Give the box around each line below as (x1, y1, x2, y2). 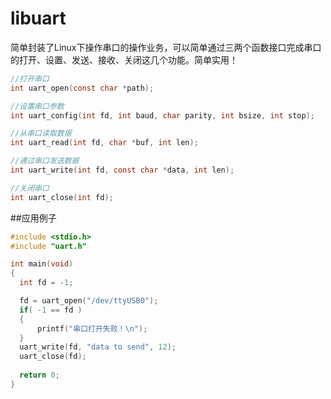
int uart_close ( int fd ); (10, 192, 114, 202)
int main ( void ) (10, 259, 74, 269)
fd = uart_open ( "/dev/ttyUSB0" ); (19, 296, 159, 306)
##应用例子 (10, 212, 57, 224)
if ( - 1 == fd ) (19, 305, 83, 315)
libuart (10, 7, 67, 30)
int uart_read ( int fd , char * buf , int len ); (10, 138, 199, 148)
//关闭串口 (10, 183, 50, 193)
